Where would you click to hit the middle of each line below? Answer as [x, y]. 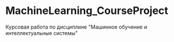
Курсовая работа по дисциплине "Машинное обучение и [77, 27]
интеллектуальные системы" [42, 33]
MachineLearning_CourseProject [87, 11]
